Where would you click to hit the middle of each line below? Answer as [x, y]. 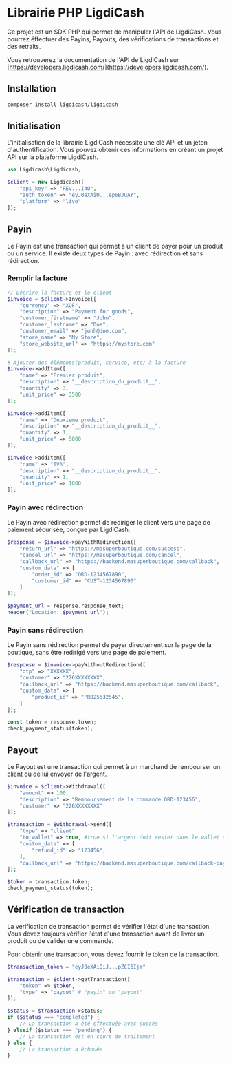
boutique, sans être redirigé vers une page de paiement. [87, 653]
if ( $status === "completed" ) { [53, 1017]
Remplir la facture [37, 278]
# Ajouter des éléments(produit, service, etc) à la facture [97, 363]
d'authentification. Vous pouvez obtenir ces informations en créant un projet [115, 150]
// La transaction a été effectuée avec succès [89, 1024]
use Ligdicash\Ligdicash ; [44, 170]
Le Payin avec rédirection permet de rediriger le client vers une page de [109, 523]
